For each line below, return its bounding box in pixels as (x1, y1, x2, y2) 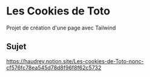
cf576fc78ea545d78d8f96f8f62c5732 (6, 64, 102, 71)
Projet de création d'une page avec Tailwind (6, 24, 116, 31)
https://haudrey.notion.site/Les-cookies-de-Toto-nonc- (6, 57, 144, 64)
